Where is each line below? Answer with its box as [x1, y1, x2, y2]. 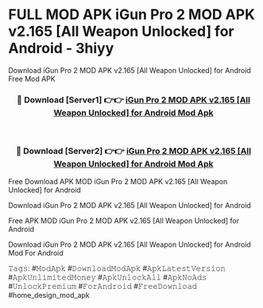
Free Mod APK [8, 74, 56, 83]
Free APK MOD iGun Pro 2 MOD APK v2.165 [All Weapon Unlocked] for [8, 216, 240, 225]
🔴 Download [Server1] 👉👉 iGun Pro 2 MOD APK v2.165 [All [17, 94, 250, 105]
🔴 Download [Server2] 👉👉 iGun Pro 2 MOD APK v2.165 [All [15, 145, 252, 156]
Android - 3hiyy [8, 40, 114, 57]
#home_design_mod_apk [8, 290, 90, 299]
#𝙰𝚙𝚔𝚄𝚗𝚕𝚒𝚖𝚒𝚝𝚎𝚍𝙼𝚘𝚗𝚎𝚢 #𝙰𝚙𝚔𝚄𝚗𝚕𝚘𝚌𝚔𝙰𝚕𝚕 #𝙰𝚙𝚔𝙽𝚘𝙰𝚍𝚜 [8, 272, 207, 282]
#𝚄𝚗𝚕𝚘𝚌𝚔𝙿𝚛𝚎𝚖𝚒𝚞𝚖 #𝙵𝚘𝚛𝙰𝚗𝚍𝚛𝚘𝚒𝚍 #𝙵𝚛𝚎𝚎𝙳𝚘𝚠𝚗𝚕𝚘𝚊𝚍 [8, 281, 197, 291]
